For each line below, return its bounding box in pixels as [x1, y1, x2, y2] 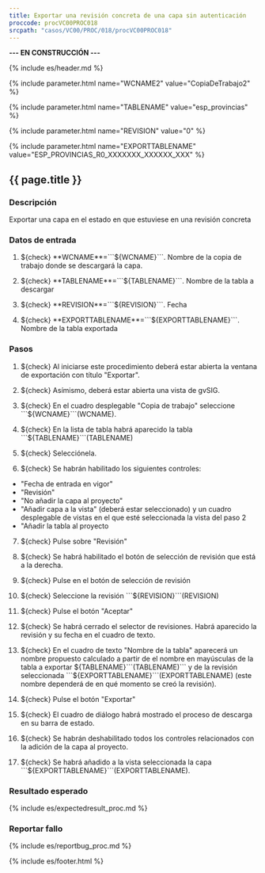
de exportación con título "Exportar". [20, 370, 141, 379]
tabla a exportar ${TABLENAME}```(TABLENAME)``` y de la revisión [20, 662, 238, 672]
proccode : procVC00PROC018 [9, 19, 98, 27]
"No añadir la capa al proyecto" [20, 496, 123, 505]
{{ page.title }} [9, 173, 82, 186]
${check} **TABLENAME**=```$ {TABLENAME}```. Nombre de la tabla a [20, 276, 254, 286]
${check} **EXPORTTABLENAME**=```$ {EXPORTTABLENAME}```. [20, 315, 240, 325]
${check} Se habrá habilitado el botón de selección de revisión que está [20, 551, 256, 561]
